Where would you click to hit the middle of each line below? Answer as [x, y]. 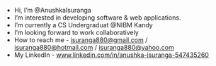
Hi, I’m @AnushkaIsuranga [53, 10]
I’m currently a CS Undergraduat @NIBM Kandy [84, 25]
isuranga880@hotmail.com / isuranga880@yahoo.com [94, 47]
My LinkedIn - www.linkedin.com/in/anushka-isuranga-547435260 [111, 55]
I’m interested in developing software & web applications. [97, 18]
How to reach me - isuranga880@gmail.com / [81, 40]
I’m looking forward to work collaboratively [76, 32]
